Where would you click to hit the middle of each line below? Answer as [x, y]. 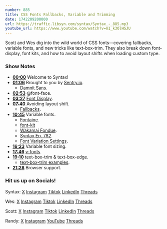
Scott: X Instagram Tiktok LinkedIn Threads [50, 211]
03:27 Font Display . [33, 99]
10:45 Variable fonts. [34, 114]
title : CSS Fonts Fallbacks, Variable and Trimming [60, 15]
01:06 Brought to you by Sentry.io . [48, 83]
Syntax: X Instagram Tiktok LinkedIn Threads [51, 191]
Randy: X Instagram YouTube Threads [44, 220]
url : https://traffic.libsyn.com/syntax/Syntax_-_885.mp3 [67, 24]
